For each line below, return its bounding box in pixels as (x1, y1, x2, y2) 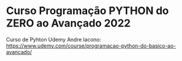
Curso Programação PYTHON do (6, 4, 169, 18)
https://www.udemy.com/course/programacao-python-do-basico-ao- (6, 42, 176, 49)
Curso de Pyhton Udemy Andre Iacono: (6, 36, 101, 43)
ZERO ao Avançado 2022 (6, 16, 131, 30)
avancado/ (6, 48, 32, 55)
